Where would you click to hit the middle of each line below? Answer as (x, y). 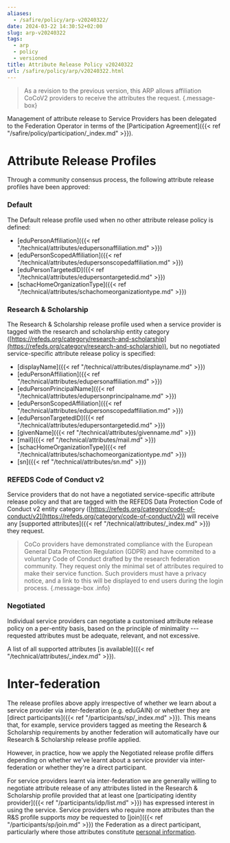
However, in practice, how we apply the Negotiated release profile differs (111, 752)
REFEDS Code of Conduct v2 (56, 480)
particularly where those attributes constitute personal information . (102, 831)
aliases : (20, 13)
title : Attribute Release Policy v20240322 (70, 65)
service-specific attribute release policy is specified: (81, 354)
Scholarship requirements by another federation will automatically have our (113, 732)
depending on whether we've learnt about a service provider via (98, 760)
